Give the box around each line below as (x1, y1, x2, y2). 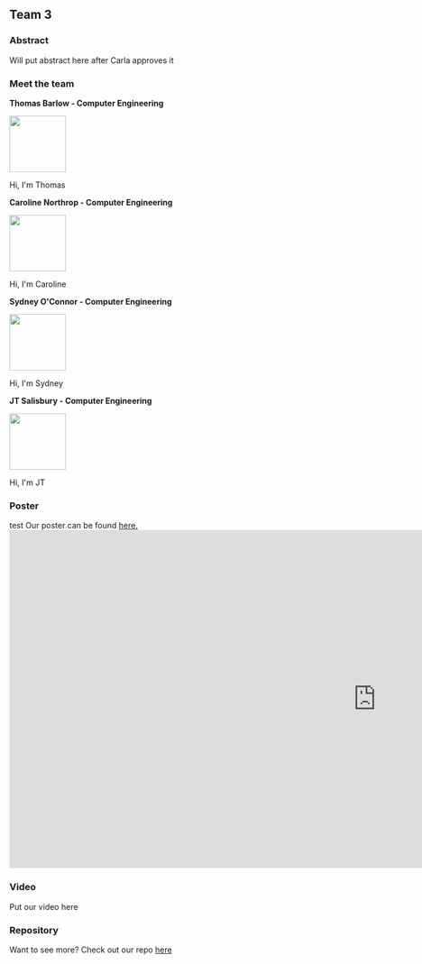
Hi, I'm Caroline (9, 279, 67, 289)
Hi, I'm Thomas (9, 179, 66, 190)
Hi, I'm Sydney (9, 378, 64, 389)
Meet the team (9, 77, 75, 89)
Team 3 (9, 7, 52, 23)
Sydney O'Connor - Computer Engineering (9, 296, 173, 307)
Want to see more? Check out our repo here (9, 944, 173, 955)
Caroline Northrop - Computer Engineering (9, 197, 173, 207)
